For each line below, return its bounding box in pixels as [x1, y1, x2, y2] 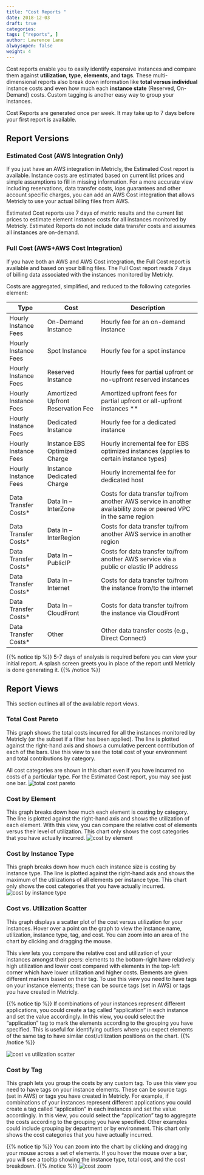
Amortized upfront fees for [101, 389, 177, 397]
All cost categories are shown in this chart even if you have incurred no [6, 766, 185, 774]
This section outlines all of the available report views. [6, 700, 140, 707]
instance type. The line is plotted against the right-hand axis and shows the [6, 870, 195, 877]
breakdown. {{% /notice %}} [6, 1162, 78, 1170]
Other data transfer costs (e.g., [101, 626, 189, 634]
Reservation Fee [47, 404, 94, 412]
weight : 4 [6, 49, 32, 55]
